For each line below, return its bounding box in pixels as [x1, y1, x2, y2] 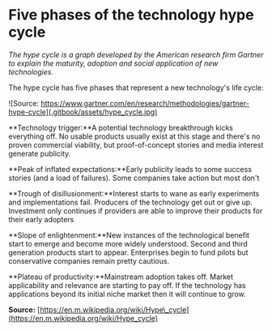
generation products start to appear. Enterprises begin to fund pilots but [8, 247, 249, 257]
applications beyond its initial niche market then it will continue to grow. [8, 289, 247, 299]
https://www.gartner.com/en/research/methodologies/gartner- [40, 98, 249, 108]
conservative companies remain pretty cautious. [8, 256, 170, 265]
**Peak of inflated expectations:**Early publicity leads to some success [8, 164, 253, 174]
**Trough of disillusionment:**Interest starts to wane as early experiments [8, 188, 260, 198]
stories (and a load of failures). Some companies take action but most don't [8, 173, 260, 183]
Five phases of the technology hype [8, 6, 254, 24]
